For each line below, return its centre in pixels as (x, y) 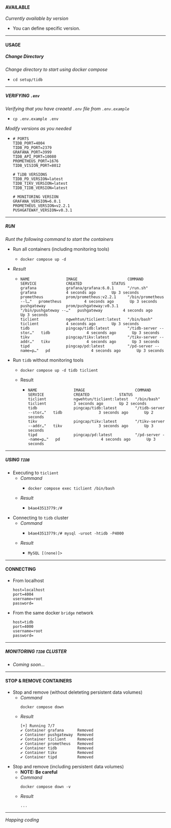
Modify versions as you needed (38, 128)
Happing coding (22, 820)
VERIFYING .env (22, 96)
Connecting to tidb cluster (40, 518)
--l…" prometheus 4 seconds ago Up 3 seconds (89, 301)
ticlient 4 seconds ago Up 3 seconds (79, 324)
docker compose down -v (46, 787)
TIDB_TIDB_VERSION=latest (40, 188)
